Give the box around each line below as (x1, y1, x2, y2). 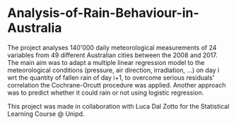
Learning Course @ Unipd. (7, 109, 85, 118)
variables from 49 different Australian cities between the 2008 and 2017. (7, 51, 218, 59)
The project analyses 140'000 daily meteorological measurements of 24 (7, 43, 217, 52)
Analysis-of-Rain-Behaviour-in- (7, 5, 199, 21)
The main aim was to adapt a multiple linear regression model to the (7, 58, 205, 66)
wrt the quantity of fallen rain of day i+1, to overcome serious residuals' (7, 73, 215, 82)
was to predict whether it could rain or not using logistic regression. (7, 88, 204, 97)
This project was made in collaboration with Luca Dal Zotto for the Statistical (7, 102, 230, 110)
